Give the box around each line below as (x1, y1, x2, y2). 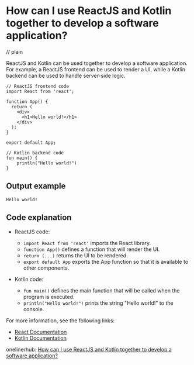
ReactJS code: (14, 228, 50, 235)
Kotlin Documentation (14, 335, 67, 342)
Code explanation (6, 212, 72, 223)
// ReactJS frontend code (6, 83, 69, 89)
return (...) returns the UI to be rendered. (23, 252, 129, 259)
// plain (6, 48, 23, 55)
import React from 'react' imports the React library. (23, 239, 151, 246)
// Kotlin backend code (6, 150, 64, 156)
